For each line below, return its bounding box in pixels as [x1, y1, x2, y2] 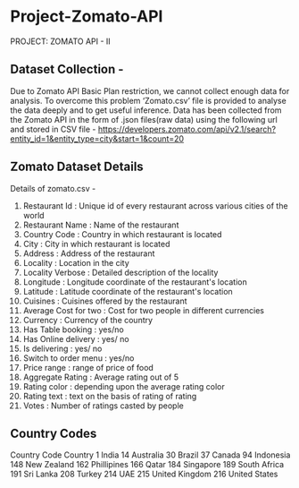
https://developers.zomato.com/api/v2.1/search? [97, 124, 276, 134]
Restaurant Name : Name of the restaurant [22, 219, 179, 230]
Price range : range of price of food [22, 362, 154, 372]
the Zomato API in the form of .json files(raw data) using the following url [10, 114, 278, 124]
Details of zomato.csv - [10, 183, 96, 193]
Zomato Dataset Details [10, 159, 144, 175]
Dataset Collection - [10, 62, 124, 77]
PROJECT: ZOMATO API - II [10, 36, 111, 47]
